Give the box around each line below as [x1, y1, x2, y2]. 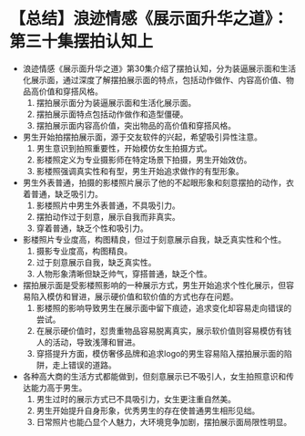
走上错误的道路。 [52, 359, 117, 370]
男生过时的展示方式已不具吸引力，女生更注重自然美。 [36, 393, 237, 404]
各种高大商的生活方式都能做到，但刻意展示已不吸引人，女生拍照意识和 [22, 370, 287, 381]
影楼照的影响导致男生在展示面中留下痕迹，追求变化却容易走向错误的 [36, 302, 292, 313]
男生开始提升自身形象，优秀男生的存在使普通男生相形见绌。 [36, 405, 260, 416]
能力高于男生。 [30, 382, 87, 393]
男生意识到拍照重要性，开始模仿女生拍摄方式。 [36, 142, 212, 153]
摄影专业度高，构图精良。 [36, 245, 133, 256]
